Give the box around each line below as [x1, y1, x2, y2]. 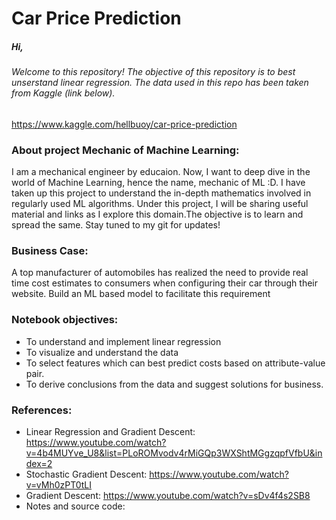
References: [11, 403, 73, 417]
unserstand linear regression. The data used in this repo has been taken [11, 77, 309, 89]
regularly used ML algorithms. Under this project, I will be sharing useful [11, 198, 309, 210]
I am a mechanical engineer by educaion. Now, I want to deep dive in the [11, 166, 311, 178]
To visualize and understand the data [25, 346, 179, 358]
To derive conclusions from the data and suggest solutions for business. [25, 378, 324, 390]
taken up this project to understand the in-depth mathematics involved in [11, 187, 312, 199]
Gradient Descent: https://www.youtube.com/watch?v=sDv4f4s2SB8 [25, 489, 311, 501]
